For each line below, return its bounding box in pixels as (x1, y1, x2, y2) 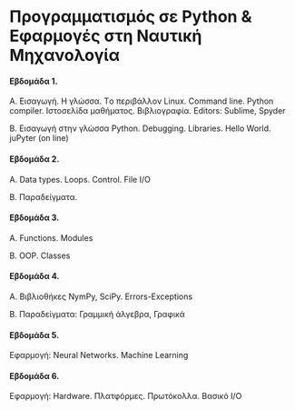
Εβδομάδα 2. (9, 153, 60, 165)
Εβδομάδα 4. (9, 271, 60, 282)
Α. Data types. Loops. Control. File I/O (9, 174, 152, 185)
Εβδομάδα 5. (9, 329, 60, 340)
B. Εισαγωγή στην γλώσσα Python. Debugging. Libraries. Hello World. (9, 123, 271, 134)
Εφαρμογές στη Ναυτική (9, 25, 202, 46)
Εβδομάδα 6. (9, 370, 60, 381)
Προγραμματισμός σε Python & (9, 6, 252, 27)
